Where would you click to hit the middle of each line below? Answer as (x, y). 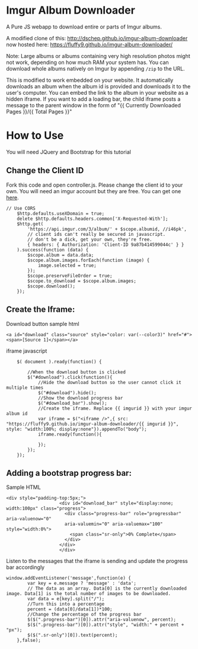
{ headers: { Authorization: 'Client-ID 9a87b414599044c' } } (106, 244)
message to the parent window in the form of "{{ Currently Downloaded (93, 105)
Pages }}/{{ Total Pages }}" (39, 111)
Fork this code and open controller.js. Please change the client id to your (95, 185)
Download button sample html (43, 324)
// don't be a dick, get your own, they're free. (90, 239)
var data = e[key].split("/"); (66, 599)
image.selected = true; (67, 265)
